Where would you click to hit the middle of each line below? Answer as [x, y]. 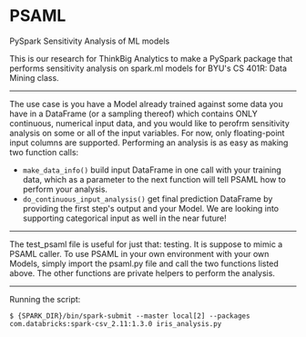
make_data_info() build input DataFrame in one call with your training [152, 170]
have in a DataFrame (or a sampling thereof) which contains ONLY [133, 114]
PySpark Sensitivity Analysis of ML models [90, 41]
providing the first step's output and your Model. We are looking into [151, 208]
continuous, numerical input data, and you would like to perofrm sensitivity [149, 123]
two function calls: [44, 152]
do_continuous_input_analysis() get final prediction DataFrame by [148, 198]
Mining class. [34, 77]
